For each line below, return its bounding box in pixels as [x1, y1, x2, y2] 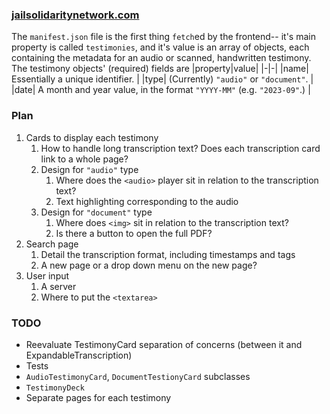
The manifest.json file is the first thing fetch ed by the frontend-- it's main [11, 31, 316, 43]
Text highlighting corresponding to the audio [55, 195, 239, 207]
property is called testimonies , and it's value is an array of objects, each [11, 41, 310, 53]
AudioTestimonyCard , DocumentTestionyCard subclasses [25, 370, 251, 382]
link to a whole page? [40, 153, 129, 165]
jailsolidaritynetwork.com [11, 8, 140, 22]
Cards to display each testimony [25, 131, 159, 143]
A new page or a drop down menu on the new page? [40, 259, 258, 271]
